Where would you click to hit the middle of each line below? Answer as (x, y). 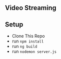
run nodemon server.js (34, 52)
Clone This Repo (28, 36)
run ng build (24, 46)
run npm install (28, 41)
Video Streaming (31, 8)
